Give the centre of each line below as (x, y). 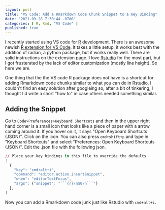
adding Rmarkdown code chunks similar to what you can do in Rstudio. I (78, 83)
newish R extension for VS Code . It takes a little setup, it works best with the (82, 47)
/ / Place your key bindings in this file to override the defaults (76, 156)
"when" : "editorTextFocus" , (43, 179)
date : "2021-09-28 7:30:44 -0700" (41, 19)
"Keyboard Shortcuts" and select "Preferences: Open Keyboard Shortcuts (80, 141)
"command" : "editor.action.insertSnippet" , (59, 175)
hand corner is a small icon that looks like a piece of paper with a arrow (78, 126)
